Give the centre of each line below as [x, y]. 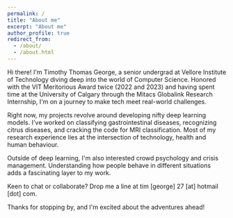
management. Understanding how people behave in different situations [109, 165]
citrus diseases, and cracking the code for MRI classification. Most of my [112, 130]
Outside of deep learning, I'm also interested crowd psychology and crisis [113, 158]
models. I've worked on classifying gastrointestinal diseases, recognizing [112, 122]
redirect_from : [29, 40]
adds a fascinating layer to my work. [59, 173]
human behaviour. [33, 144]
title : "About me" [34, 20]
